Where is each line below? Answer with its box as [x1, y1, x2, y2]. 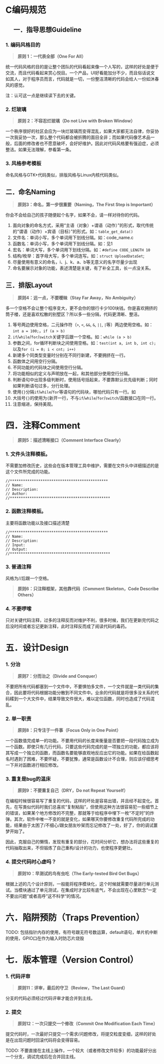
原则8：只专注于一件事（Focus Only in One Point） [17, 727, 121, 733]
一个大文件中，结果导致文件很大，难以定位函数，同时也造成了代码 [18, 695, 150, 702]
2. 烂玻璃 [5, 106, 27, 112]
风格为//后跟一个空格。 [5, 575, 52, 581]
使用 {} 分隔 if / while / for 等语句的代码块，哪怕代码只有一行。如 [12, 389, 136, 395]
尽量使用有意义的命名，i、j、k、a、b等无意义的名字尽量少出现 [12, 259, 138, 265]
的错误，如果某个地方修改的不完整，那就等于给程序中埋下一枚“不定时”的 [5, 810, 150, 816]
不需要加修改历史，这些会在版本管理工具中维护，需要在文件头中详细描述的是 [5, 463, 159, 468]
